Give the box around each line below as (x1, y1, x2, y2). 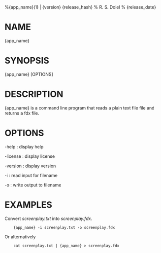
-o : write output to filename (4, 182, 62, 188)
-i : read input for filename (4, 172, 58, 178)
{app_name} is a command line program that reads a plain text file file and (4, 105, 155, 110)
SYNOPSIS (4, 55, 50, 66)
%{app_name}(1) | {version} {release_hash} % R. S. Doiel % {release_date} (4, 4, 156, 10)
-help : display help (4, 144, 44, 149)
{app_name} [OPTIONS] (4, 71, 54, 77)
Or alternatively (4, 234, 36, 240)
